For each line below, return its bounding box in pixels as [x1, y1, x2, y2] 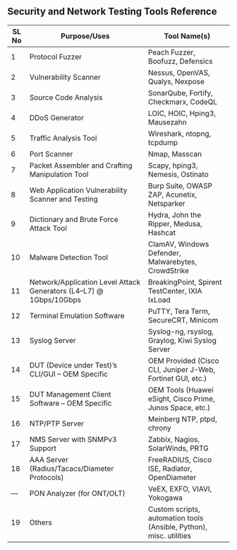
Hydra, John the [147, 210, 202, 220]
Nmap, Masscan [147, 148, 202, 158]
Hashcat [147, 228, 176, 238]
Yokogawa [147, 493, 183, 503]
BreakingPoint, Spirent [147, 277, 222, 287]
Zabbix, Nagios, [147, 434, 200, 444]
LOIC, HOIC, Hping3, [147, 108, 217, 118]
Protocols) [29, 472, 64, 482]
